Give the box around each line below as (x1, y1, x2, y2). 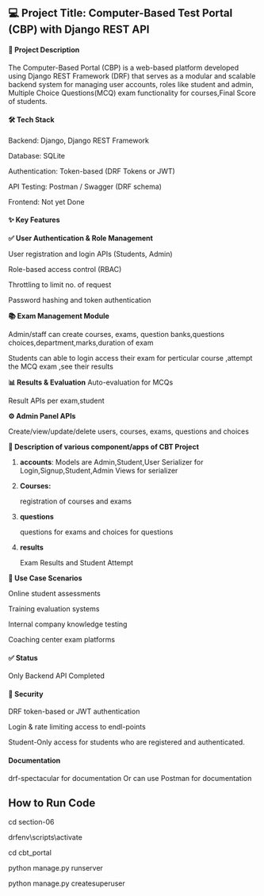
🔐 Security (8, 689, 44, 699)
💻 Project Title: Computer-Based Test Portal (8, 6, 233, 20)
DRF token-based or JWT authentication (8, 706, 140, 716)
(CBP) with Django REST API (8, 23, 150, 36)
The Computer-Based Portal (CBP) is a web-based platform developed (8, 63, 239, 72)
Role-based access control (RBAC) (8, 265, 122, 274)
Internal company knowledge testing (8, 619, 128, 629)
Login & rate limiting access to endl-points (8, 722, 147, 732)
